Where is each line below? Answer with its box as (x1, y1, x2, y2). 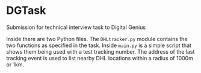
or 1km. (6, 61, 25, 68)
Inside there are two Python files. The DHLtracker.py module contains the (6, 35, 188, 42)
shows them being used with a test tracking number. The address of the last (6, 48, 195, 55)
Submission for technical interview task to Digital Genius (6, 24, 146, 31)
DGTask (6, 4, 46, 17)
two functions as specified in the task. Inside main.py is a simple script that (6, 42, 191, 49)
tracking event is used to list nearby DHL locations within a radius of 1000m (6, 54, 194, 62)
